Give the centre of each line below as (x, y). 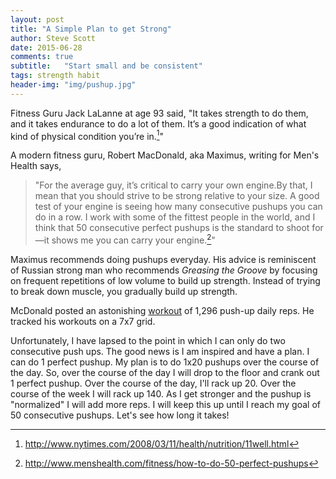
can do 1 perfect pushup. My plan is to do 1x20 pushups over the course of (165, 362)
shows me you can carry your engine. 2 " (133, 239)
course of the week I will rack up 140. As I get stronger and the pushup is (161, 394)
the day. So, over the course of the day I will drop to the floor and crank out (165, 373)
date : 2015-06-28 (46, 47)
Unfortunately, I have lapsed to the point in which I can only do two (148, 341)
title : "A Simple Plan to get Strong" (91, 29)
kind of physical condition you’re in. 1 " (87, 135)
